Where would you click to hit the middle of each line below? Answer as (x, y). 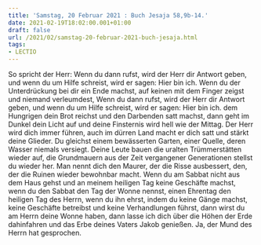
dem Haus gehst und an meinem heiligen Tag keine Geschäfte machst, (122, 183)
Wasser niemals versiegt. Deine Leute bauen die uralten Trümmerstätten (125, 149)
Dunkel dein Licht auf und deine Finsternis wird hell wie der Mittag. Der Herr (131, 124)
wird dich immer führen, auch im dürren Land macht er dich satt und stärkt (129, 133)
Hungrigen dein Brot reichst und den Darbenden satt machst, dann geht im (129, 116)
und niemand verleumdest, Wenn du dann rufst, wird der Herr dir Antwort (127, 99)
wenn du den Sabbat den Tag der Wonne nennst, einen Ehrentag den (120, 191)
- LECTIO (22, 52)
